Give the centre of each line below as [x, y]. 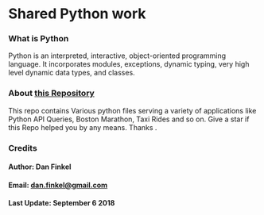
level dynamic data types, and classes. [72, 73]
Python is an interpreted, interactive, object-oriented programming [117, 56]
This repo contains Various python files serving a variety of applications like [132, 110]
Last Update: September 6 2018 [62, 203]
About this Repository [52, 94]
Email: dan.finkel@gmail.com [58, 185]
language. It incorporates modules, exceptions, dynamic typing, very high [129, 64]
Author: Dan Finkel [40, 167]
